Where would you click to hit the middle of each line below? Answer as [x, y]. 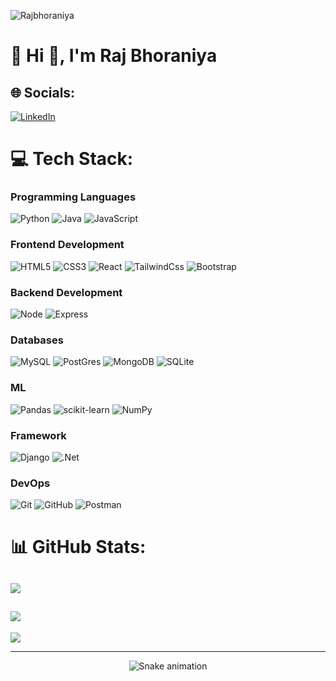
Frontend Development [67, 245]
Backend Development [66, 292]
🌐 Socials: [43, 92]
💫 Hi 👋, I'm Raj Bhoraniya [114, 56]
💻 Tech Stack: [72, 159]
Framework [38, 435]
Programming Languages [73, 197]
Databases [37, 340]
